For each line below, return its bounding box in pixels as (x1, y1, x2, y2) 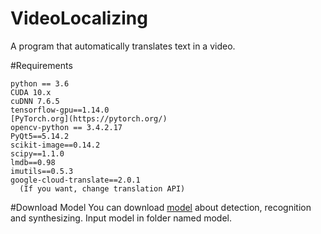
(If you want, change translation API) (19, 183, 186, 194)
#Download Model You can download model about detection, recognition (10, 201, 312, 213)
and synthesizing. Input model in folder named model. (10, 212, 233, 224)
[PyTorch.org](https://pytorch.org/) (10, 113, 168, 124)
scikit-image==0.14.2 (10, 140, 101, 150)
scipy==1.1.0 (10, 148, 65, 159)
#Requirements (10, 59, 73, 71)
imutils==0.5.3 (10, 166, 74, 176)
